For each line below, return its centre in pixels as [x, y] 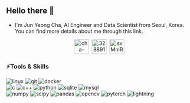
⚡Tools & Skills [27, 66]
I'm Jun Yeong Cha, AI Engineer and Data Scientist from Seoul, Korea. [99, 25]
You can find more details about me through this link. [79, 31]
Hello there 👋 [30, 11]
